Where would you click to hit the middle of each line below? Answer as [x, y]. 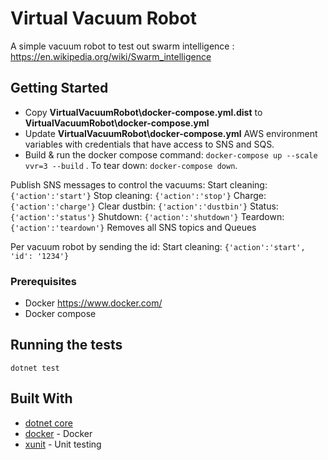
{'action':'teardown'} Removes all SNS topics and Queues [133, 227]
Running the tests [66, 345]
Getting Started [59, 88]
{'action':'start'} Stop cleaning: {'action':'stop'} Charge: [138, 195]
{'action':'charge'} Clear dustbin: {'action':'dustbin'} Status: [144, 206]
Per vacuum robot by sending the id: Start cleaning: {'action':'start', [158, 246]
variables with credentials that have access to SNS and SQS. [149, 144]
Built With [41, 398]
